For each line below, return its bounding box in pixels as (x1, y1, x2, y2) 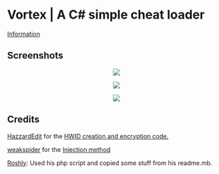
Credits (7, 114, 40, 126)
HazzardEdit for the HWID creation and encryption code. (7, 132, 168, 140)
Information (7, 30, 40, 38)
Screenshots (7, 50, 64, 61)
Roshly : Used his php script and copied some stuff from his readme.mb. (7, 159, 213, 167)
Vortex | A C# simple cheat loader (7, 7, 205, 23)
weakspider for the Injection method (7, 145, 111, 153)
